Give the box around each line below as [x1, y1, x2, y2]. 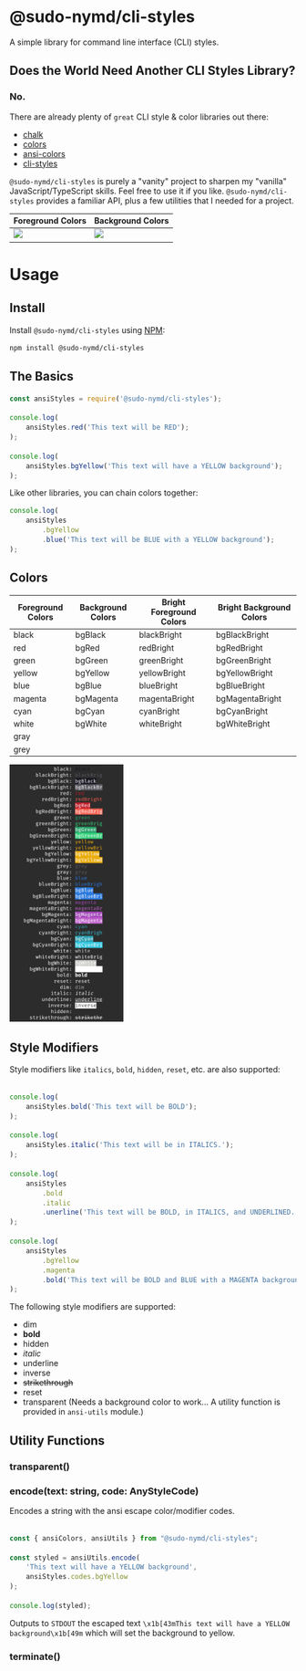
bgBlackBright [215, 630, 270, 641]
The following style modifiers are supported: [9, 1301, 176, 1312]
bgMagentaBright [215, 693, 282, 704]
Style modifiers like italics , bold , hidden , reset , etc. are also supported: [9, 1064, 280, 1075]
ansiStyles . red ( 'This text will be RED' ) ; [25, 423, 189, 433]
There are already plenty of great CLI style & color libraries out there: [9, 111, 269, 122]
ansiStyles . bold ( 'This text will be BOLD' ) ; [25, 1102, 198, 1111]
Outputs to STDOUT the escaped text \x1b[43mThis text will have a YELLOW [9, 1617, 291, 1628]
